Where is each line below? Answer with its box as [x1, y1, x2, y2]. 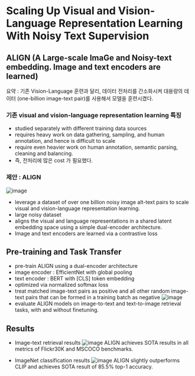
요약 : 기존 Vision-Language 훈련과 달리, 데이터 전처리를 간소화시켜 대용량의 [6, 87, 183, 94]
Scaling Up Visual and [6, 4, 116, 18]
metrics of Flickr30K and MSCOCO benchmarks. [14, 345, 134, 352]
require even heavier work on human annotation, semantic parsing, [14, 143, 178, 151]
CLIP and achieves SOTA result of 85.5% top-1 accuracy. [14, 363, 154, 370]
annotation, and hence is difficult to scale [14, 138, 116, 145]
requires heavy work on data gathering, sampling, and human [14, 131, 165, 138]
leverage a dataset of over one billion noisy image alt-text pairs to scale [14, 198, 189, 205]
